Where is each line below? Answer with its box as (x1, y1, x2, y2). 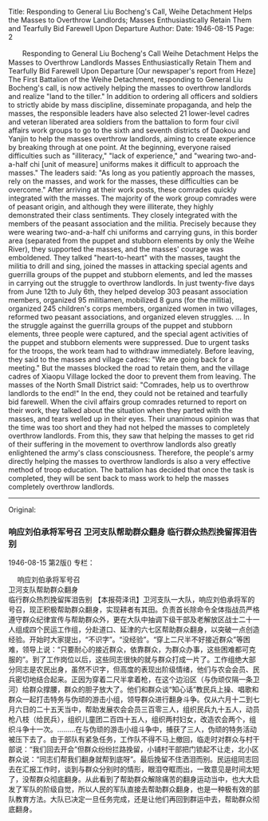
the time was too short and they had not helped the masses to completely (8, 422, 250, 432)
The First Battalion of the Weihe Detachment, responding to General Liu (8, 75, 243, 84)
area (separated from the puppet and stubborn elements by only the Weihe (8, 236, 255, 245)
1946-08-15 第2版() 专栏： (8, 558, 96, 568)
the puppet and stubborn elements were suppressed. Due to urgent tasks (8, 338, 250, 347)
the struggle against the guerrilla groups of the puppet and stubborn (8, 321, 233, 330)
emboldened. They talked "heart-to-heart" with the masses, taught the (8, 253, 241, 262)
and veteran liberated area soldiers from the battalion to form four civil (8, 117, 239, 126)
